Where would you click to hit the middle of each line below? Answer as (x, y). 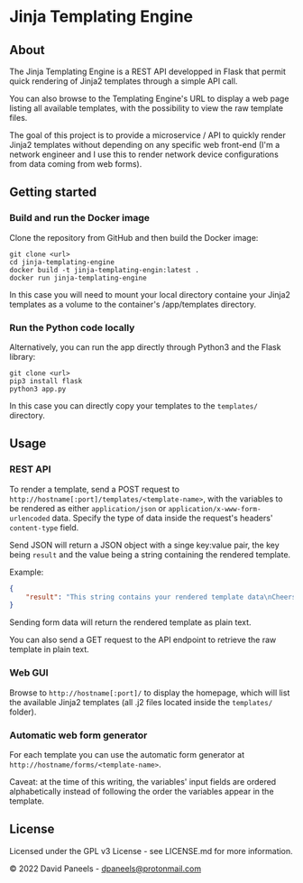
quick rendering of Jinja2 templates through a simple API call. (124, 81)
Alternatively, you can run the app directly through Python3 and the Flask (145, 347)
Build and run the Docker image (80, 218)
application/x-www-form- (215, 509)
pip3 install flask (46, 381)
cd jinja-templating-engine (62, 262)
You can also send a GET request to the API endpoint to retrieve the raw (143, 640)
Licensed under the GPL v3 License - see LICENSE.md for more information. (151, 851)
